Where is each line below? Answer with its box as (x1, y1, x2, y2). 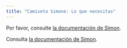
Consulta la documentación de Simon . (6, 35, 98, 42)
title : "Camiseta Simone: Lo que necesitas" (6, 8, 116, 14)
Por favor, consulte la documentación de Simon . (6, 24, 121, 31)
